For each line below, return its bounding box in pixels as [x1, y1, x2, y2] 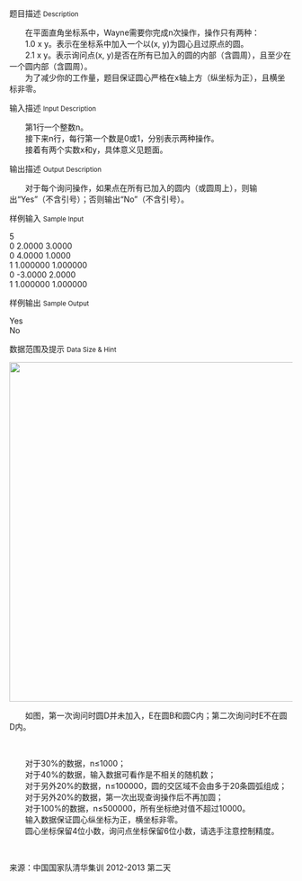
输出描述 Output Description [9, 164, 102, 174]
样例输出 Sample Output [9, 297, 90, 308]
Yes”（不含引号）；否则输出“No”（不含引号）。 [21, 194, 190, 204]
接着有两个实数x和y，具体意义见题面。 [24, 144, 168, 155]
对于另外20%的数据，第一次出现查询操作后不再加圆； [24, 792, 225, 803]
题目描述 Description [9, 8, 79, 19]
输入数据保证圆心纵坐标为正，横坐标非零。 [24, 814, 182, 825]
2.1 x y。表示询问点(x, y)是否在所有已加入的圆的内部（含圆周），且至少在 [24, 50, 292, 60]
